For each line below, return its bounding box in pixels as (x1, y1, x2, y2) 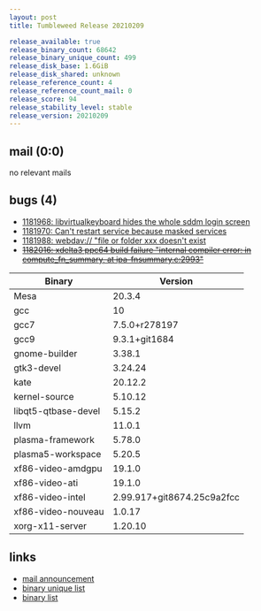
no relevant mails (9, 167, 72, 178)
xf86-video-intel (13, 491, 86, 503)
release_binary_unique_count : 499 (9, 54, 137, 63)
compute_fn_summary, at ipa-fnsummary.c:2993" (21, 254, 204, 264)
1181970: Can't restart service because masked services (21, 225, 227, 236)
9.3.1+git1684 (112, 332, 174, 345)
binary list (21, 592, 58, 602)
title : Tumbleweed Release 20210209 (9, 21, 144, 30)
